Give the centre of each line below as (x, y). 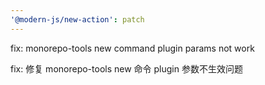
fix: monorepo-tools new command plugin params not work (132, 48)
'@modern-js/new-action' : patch (77, 19)
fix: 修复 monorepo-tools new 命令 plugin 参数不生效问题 (126, 68)
